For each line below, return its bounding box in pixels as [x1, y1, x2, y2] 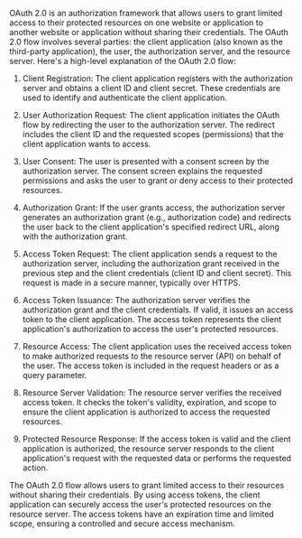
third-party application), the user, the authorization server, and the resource [9, 46, 291, 57]
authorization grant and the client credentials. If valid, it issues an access [22, 304, 294, 315]
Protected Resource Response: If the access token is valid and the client [22, 433, 291, 444]
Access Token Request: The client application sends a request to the [22, 248, 278, 259]
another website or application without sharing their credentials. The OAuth [9, 27, 288, 37]
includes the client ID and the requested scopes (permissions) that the [22, 129, 284, 139]
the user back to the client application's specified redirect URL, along [22, 221, 279, 232]
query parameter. [22, 370, 87, 380]
